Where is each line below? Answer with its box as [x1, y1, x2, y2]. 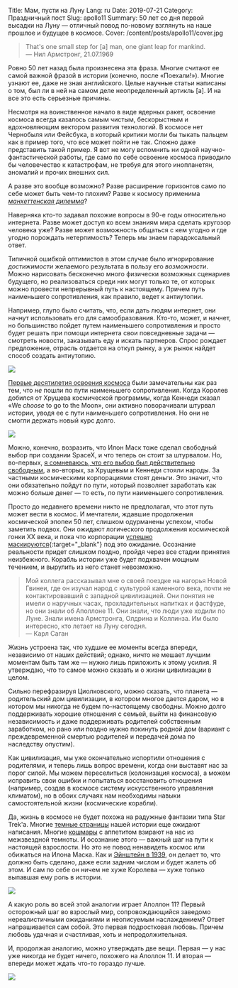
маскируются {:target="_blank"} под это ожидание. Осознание [8, 540, 196, 548]
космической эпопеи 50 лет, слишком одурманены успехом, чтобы [8, 518, 214, 526]
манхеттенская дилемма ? [8, 197, 88, 205]
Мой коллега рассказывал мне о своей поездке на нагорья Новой [25, 577, 227, 585]
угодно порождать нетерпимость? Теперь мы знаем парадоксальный [8, 234, 220, 241]
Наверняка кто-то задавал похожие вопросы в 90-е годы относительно [8, 211, 226, 219]
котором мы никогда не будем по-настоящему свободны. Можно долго [8, 702, 227, 710]
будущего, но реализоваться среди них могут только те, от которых [8, 277, 215, 286]
